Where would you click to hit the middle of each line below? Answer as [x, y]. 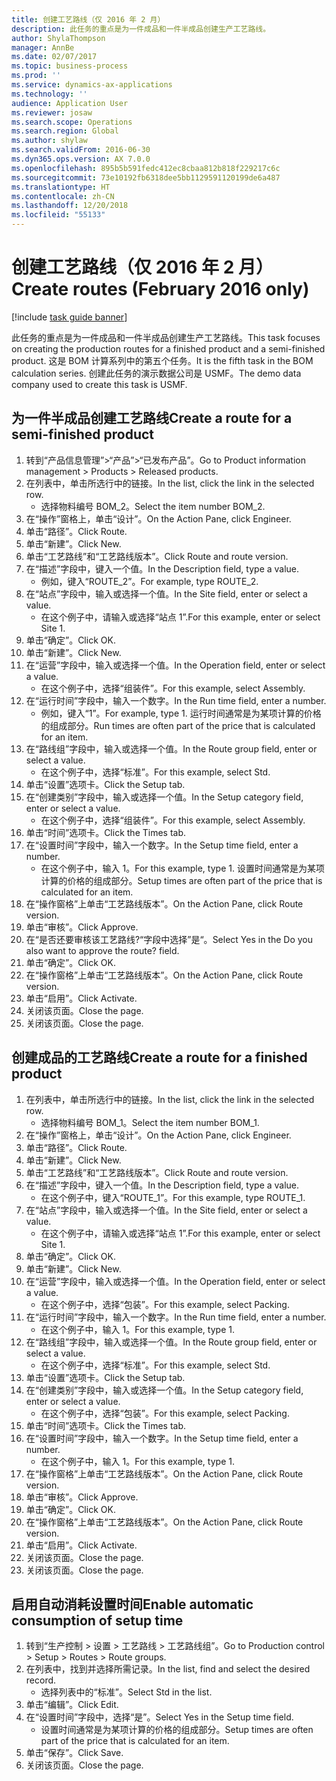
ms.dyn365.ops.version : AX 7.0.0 [81, 159]
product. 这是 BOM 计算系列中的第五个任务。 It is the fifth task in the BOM [162, 360]
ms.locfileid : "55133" [58, 215]
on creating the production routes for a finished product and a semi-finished [168, 348]
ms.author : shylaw [49, 141]
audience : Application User [70, 103]
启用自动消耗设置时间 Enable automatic [132, 1604]
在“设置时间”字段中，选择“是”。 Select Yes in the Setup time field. [159, 1717]
